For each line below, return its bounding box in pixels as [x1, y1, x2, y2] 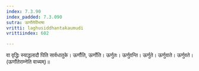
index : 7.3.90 [6, 8, 42, 15]
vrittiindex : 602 [6, 31, 49, 36]
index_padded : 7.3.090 [6, 14, 62, 20]
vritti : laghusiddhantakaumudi [6, 25, 84, 31]
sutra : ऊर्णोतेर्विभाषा [6, 19, 45, 25]
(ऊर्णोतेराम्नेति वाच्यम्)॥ [6, 58, 50, 65]
